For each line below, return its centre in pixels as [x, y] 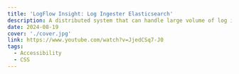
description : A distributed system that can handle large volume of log [117, 20]
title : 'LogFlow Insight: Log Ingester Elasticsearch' [90, 14]
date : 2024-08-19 [33, 27]
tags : [15, 47]
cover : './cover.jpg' [39, 33]
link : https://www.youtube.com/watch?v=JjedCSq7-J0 [85, 40]
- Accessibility [38, 54]
